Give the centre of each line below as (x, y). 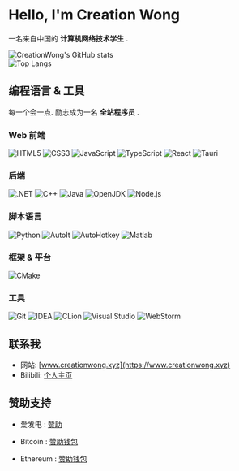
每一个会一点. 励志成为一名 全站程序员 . (74, 112)
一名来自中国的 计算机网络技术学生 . (68, 38)
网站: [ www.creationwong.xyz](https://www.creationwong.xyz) (125, 365)
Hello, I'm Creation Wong (94, 15)
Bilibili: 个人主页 (46, 375)
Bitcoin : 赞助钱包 (49, 441)
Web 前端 (27, 135)
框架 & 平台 (30, 257)
